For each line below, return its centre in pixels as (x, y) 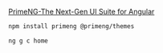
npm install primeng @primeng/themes (71, 26)
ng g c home (28, 41)
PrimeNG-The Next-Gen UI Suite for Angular (81, 12)
